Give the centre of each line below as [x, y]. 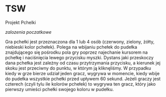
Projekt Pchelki [20, 22]
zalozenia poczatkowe [28, 32]
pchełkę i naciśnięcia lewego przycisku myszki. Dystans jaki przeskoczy [79, 57]
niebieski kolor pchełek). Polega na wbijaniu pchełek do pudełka [71, 47]
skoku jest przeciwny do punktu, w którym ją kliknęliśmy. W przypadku [78, 68]
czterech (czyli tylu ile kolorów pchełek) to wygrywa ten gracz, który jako [80, 84]
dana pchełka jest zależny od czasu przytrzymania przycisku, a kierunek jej [83, 63]
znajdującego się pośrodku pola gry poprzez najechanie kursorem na [76, 52]
